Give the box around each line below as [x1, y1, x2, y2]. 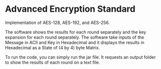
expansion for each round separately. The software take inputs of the [5, 34, 144, 40]
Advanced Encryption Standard [5, 3, 136, 15]
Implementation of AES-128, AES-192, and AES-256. [5, 20, 110, 25]
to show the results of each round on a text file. [5, 59, 100, 65]
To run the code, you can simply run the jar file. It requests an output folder [5, 54, 156, 60]
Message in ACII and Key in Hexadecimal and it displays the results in [5, 39, 145, 45]
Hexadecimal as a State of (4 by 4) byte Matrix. [5, 45, 100, 50]
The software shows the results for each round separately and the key [5, 29, 146, 35]
